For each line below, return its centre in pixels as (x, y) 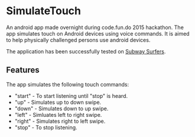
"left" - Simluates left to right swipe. (58, 114)
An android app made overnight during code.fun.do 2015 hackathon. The (95, 27)
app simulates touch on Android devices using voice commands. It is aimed (98, 33)
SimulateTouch (44, 11)
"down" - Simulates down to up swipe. (61, 109)
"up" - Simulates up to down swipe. (58, 102)
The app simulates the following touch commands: (67, 84)
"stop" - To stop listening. (46, 127)
